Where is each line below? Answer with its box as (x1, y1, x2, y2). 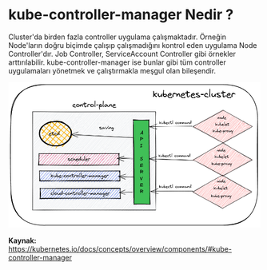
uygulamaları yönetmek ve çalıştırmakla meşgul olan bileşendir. (8, 66, 217, 75)
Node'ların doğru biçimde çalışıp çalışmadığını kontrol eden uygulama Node (8, 40, 257, 50)
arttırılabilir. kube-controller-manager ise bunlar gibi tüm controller (8, 58, 226, 67)
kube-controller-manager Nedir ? (8, 6, 234, 24)
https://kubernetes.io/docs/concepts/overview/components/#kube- (8, 244, 232, 254)
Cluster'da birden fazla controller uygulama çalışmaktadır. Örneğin (8, 32, 226, 42)
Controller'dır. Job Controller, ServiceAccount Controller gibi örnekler (8, 49, 237, 58)
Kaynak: (8, 236, 38, 245)
